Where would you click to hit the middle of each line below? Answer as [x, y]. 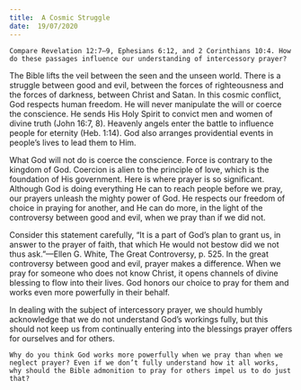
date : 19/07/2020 [44, 26]
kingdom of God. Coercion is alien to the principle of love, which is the [139, 169]
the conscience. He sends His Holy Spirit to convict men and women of [141, 113]
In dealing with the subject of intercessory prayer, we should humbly [136, 309]
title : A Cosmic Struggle [60, 18]
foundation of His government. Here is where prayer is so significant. [137, 179]
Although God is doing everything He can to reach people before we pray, [146, 188]
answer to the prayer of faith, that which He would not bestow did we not [145, 244]
